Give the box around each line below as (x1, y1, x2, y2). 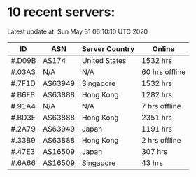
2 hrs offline (141, 135, 181, 145)
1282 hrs (141, 90, 173, 99)
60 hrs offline (141, 67, 186, 77)
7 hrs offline (141, 101, 181, 111)
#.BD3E (10, 113, 36, 122)
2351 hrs (141, 113, 173, 122)
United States (81, 55, 127, 65)
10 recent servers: (7, 4, 115, 20)
